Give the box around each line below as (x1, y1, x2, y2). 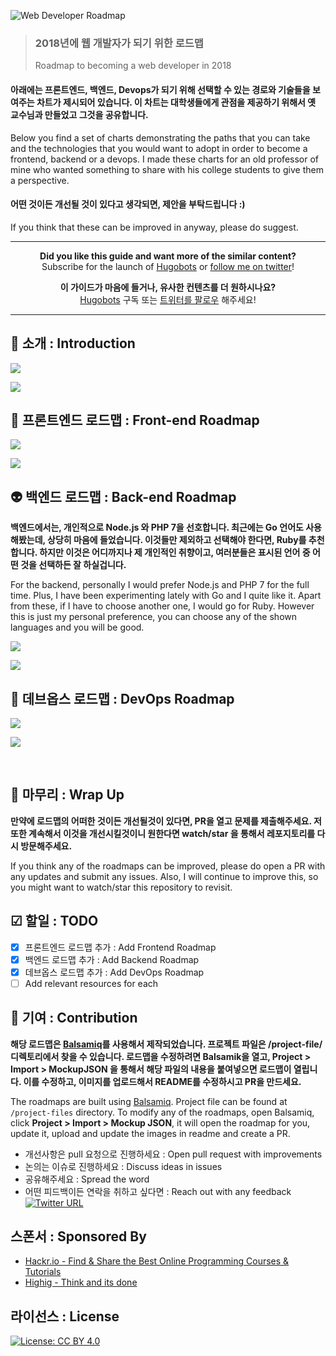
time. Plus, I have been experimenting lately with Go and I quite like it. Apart (10, 590, 322, 602)
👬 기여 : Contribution (10, 1010, 138, 1027)
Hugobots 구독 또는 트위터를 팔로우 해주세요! (79, 293, 257, 305)
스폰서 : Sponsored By (10, 1228, 147, 1245)
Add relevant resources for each (24, 977, 159, 989)
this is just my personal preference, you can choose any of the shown (10, 611, 298, 623)
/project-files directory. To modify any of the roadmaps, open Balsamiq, (10, 1106, 315, 1118)
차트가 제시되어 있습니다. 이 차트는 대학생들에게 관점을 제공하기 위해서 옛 (36, 96, 317, 108)
